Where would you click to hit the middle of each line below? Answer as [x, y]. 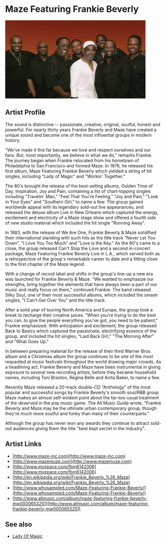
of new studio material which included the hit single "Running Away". [75, 223]
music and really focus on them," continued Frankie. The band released [78, 290]
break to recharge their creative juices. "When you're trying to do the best [81, 315]
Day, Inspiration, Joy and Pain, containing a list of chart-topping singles [78, 191]
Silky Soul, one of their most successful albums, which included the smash [81, 295]
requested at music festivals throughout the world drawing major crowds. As [83, 362]
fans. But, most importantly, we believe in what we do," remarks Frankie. [79, 155]
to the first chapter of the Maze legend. [45, 264]
